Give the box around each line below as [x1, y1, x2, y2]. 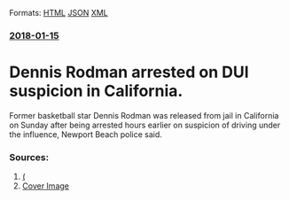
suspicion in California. [9, 81, 184, 101]
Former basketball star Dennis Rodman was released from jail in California [9, 110, 279, 120]
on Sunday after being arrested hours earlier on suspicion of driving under [9, 119, 281, 130]
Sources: [9, 150, 50, 163]
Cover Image [21, 181, 69, 191]
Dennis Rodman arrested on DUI [9, 62, 250, 82]
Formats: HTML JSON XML [9, 8, 108, 18]
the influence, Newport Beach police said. [9, 128, 162, 140]
